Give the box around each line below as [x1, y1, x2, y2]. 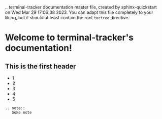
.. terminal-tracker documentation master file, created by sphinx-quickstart [5, 4, 157, 10]
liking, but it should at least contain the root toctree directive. [5, 15, 130, 20]
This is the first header [5, 62, 76, 71]
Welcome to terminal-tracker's [5, 32, 134, 43]
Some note [11, 110, 32, 115]
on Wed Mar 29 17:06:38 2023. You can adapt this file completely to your [5, 9, 154, 15]
